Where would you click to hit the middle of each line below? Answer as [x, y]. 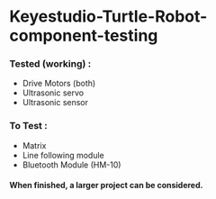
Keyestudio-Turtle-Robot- [108, 17]
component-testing [84, 36]
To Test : [28, 126]
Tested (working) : [50, 64]
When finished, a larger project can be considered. [106, 185]
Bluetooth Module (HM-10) [72, 165]
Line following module [63, 155]
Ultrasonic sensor [55, 103]
